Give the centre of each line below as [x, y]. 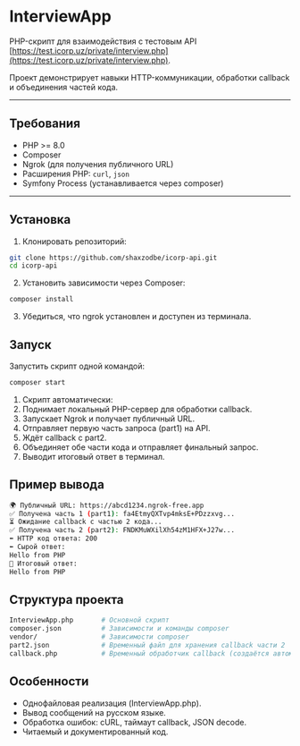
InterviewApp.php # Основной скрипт [89, 620]
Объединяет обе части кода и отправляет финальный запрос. [140, 447]
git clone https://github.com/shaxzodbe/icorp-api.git [113, 258]
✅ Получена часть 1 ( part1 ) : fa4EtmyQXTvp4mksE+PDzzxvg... [122, 513]
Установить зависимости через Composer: [104, 283]
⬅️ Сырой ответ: [37, 547]
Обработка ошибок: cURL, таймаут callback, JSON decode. [134, 722]
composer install [42, 300]
